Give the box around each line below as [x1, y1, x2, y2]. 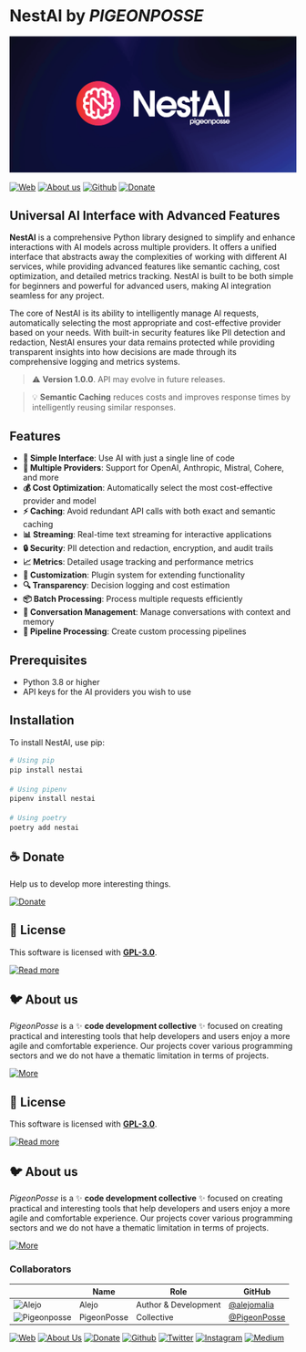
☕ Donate [9, 849, 66, 865]
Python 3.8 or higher [22, 677, 100, 688]
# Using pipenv [9, 785, 67, 794]
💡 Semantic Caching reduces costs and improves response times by [31, 391, 291, 402]
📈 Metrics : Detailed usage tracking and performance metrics [22, 556, 254, 567]
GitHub [243, 1285, 271, 1296]
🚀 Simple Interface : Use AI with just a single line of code [22, 452, 235, 463]
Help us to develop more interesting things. [9, 878, 171, 889]
